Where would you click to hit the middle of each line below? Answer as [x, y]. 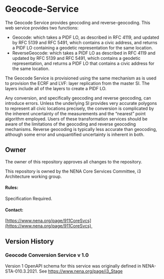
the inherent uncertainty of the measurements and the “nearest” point [75, 113]
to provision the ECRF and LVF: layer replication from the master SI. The [77, 83]
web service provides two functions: [42, 27]
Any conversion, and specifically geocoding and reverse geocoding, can [78, 98]
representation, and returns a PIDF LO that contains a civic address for [83, 63]
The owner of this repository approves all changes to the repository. [74, 162]
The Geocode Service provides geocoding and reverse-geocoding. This [78, 23]
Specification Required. [29, 198]
